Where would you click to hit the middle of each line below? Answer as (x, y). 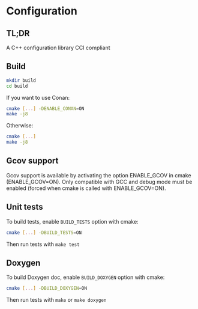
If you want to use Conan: (38, 97)
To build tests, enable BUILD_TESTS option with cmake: (73, 221)
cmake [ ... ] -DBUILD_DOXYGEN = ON (46, 289)
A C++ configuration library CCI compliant (58, 47)
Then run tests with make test (43, 244)
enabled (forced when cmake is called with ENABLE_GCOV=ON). (86, 188)
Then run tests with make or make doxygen (56, 300)
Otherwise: (20, 126)
